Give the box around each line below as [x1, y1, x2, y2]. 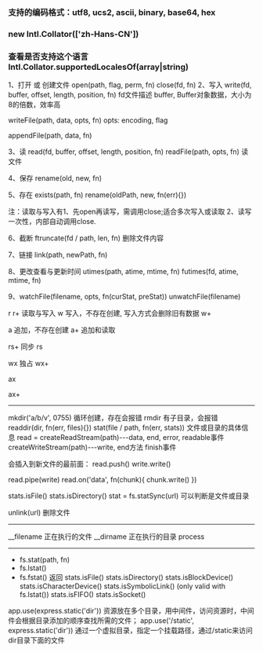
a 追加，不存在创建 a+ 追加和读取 [8, 325, 116, 335]
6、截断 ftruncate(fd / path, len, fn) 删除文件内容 [8, 233, 164, 243]
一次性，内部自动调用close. [8, 217, 96, 226]
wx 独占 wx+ [8, 359, 49, 368]
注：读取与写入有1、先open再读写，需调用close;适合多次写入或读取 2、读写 [8, 207, 252, 217]
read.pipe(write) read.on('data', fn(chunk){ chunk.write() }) [8, 475, 197, 485]
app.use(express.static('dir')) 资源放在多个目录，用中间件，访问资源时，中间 [8, 606, 254, 616]
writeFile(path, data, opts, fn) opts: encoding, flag [8, 115, 168, 125]
